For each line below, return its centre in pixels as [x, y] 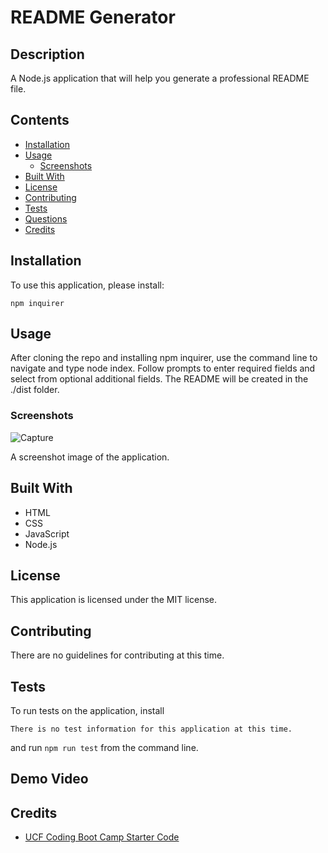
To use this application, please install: [87, 285]
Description [47, 54]
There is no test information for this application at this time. [151, 729]
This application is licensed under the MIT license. [114, 600]
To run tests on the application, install [87, 710]
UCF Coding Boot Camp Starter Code [102, 837]
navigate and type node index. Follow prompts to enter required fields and [163, 368]
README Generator [93, 17]
